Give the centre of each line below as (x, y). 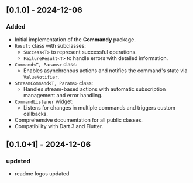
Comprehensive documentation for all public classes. (79, 120)
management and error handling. (63, 95)
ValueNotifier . (41, 76)
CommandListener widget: (44, 101)
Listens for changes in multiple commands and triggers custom (99, 107)
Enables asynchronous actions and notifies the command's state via (105, 71)
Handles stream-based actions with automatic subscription (94, 89)
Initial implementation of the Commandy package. (75, 39)
